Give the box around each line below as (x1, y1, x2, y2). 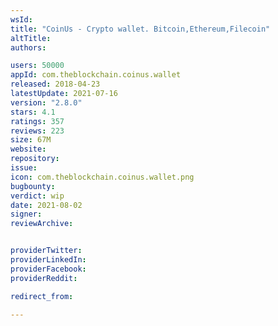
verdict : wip (10, 191, 65, 201)
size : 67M (10, 135, 52, 145)
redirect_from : (10, 291, 74, 301)
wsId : (10, 14, 33, 25)
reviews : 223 (10, 126, 65, 136)
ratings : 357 (10, 116, 65, 126)
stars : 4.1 (10, 107, 56, 117)
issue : (10, 163, 38, 173)
